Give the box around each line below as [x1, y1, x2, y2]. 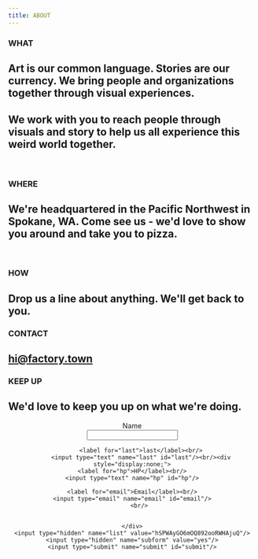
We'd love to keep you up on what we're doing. [8, 400, 242, 413]
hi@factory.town [8, 352, 93, 366]
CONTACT [8, 328, 49, 339]
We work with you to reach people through [8, 113, 222, 127]
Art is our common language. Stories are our [8, 61, 230, 75]
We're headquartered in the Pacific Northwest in [8, 202, 251, 217]
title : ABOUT [8, 11, 51, 20]
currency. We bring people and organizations [8, 74, 234, 87]
